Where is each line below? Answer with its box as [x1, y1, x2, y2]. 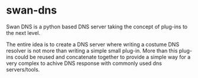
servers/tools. [6, 66, 40, 73]
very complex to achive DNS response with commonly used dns [6, 60, 163, 67]
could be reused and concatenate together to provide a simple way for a [14, 53, 191, 60]
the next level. [6, 29, 40, 36]
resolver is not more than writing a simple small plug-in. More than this [6, 47, 178, 54]
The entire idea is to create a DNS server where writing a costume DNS [6, 41, 180, 48]
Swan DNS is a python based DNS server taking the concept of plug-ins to [6, 23, 188, 30]
